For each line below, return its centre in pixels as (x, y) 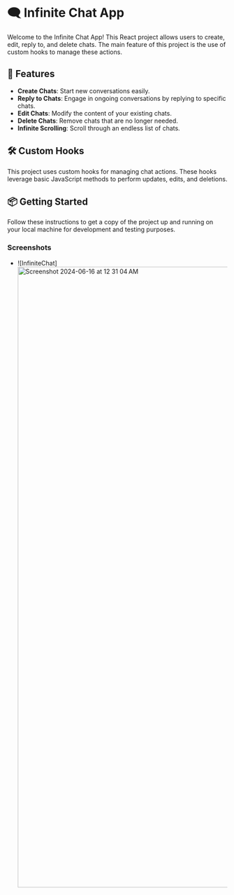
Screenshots (29, 247)
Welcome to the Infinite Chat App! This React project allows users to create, (116, 37)
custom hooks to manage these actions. (65, 52)
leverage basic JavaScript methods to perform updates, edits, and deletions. (117, 179)
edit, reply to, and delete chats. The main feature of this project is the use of (117, 44)
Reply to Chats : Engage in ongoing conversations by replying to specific (122, 98)
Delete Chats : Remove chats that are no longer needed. (97, 121)
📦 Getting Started (48, 201)
